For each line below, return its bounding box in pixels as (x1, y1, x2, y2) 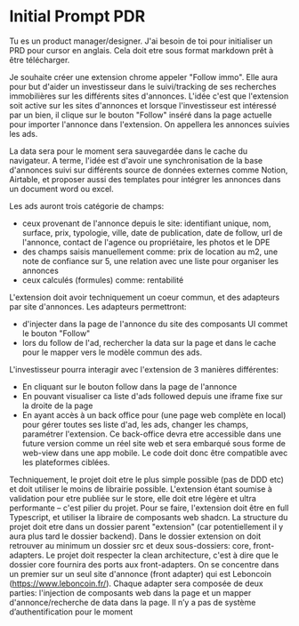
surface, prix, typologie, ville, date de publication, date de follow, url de (21, 227, 283, 237)
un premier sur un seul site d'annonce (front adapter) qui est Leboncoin (9, 568, 271, 579)
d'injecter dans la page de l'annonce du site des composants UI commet (21, 318, 288, 329)
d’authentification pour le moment (9, 606, 133, 617)
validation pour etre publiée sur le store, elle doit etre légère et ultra (9, 493, 256, 503)
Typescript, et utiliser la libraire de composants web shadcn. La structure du (9, 511, 288, 522)
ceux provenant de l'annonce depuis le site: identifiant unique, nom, (21, 218, 271, 229)
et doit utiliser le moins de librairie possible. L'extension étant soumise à (9, 483, 273, 494)
